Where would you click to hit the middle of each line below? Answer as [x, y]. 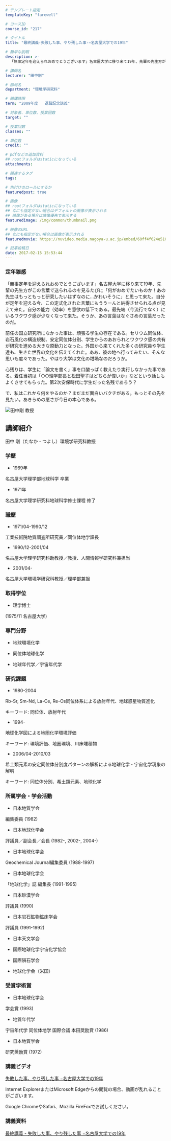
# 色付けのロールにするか [28, 187]
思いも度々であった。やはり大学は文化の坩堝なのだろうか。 [67, 359]
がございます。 [21, 1096]
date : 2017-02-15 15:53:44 [34, 253]
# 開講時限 [15, 99]
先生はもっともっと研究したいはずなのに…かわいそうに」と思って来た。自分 [85, 296]
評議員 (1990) [20, 906]
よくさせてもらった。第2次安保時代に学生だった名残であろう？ [71, 382]
